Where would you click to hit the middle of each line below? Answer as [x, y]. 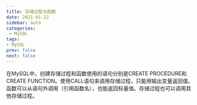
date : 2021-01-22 [28, 17]
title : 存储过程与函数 [31, 12]
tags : [13, 39]
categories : [21, 28]
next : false [21, 56]
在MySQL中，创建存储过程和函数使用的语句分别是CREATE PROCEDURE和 [96, 73]
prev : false [21, 50]
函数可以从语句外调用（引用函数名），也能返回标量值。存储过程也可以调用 [96, 88]
